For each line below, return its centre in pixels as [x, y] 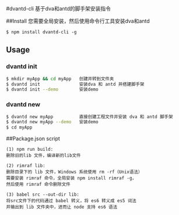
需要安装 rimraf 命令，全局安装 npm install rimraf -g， [71, 178]
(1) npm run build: [30, 150]
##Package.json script [33, 138]
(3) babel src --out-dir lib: [43, 195]
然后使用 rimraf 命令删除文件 [38, 185]
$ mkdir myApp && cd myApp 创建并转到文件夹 [60, 79]
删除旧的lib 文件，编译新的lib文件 [43, 156]
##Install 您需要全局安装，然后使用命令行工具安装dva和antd [78, 21]
